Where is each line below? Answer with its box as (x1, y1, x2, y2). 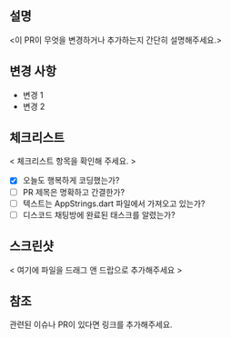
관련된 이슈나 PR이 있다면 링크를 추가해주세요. (9, 319, 173, 330)
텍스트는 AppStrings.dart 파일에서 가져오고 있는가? (22, 198, 206, 209)
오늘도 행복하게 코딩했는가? (22, 175, 120, 186)
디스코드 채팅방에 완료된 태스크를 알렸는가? (22, 209, 176, 220)
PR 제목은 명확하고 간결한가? (22, 186, 126, 197)
